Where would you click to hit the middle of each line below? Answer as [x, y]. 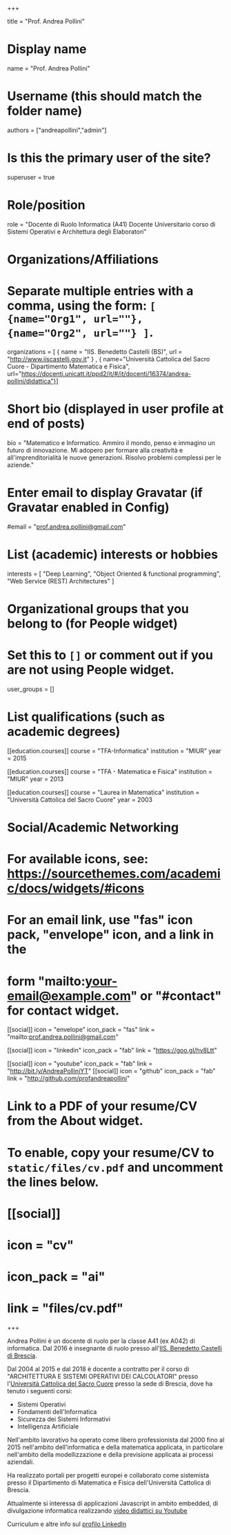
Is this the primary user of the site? [109, 158]
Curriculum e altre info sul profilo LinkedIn [67, 1524]
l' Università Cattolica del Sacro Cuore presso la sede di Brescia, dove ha [110, 1384]
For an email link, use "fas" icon [100, 920]
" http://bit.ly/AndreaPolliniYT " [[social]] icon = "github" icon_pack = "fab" [111, 1071]
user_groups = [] [31, 689]
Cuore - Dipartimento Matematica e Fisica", [69, 366]
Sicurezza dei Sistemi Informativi [63, 1419]
